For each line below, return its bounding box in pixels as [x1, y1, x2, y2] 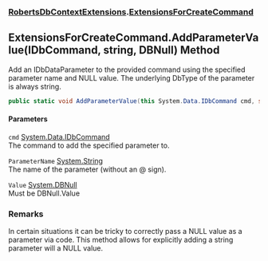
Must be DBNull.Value [8, 188, 81, 198]
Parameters [8, 114, 48, 124]
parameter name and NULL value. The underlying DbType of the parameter [8, 73, 255, 82]
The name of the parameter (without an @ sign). [8, 164, 167, 174]
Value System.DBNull [8, 180, 77, 189]
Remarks [8, 208, 44, 219]
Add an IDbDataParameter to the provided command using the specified [8, 65, 246, 74]
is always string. [8, 81, 61, 91]
